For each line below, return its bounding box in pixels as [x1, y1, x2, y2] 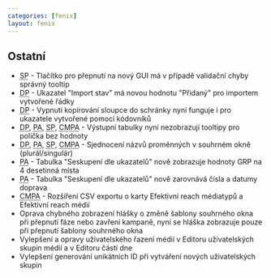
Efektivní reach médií [19, 200, 90, 210]
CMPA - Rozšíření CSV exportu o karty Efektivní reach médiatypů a [19, 191, 243, 201]
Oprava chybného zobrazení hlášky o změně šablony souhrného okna [19, 208, 253, 219]
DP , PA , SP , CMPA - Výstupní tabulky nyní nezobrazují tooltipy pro [19, 122, 240, 132]
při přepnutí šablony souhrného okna [19, 226, 144, 236]
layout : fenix [7, 19, 56, 28]
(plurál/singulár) [19, 148, 74, 158]
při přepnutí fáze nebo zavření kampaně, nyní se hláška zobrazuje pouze [19, 217, 263, 227]
